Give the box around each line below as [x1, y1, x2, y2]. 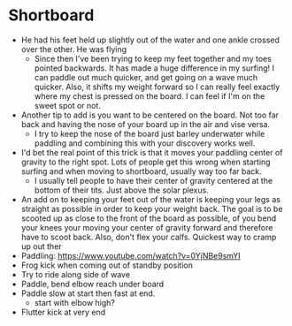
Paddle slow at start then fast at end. [20, 288, 156, 299]
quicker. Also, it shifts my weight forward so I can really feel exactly [34, 81, 280, 92]
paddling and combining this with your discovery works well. [34, 138, 256, 148]
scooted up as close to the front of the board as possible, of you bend [20, 213, 277, 224]
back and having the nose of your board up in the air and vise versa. [20, 118, 271, 129]
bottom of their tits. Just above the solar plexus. [34, 185, 209, 195]
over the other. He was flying [20, 43, 127, 54]
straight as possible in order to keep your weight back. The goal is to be [20, 203, 283, 214]
